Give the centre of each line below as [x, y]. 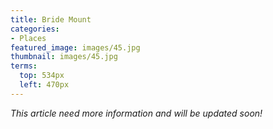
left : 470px [44, 85]
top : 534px [42, 76]
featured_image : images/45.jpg [75, 47]
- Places [28, 38]
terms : [24, 66]
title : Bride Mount [51, 19]
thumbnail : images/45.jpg [64, 57]
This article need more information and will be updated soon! [136, 113]
